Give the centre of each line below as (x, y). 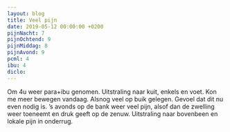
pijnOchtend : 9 (29, 40)
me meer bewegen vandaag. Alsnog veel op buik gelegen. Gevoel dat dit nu (115, 99)
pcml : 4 (18, 59)
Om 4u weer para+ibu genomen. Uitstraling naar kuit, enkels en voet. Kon (112, 92)
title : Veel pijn (32, 20)
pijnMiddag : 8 (28, 46)
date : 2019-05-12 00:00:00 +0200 (55, 26)
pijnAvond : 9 (26, 53)
